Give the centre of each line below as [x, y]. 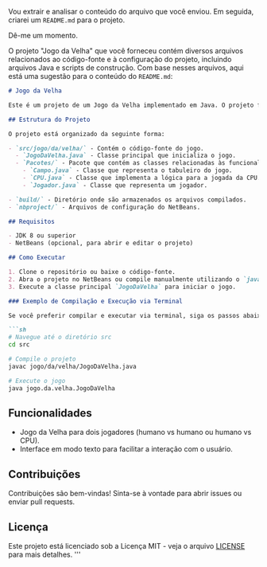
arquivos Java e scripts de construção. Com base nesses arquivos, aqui [126, 68]
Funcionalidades [50, 413]
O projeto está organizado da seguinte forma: [87, 134]
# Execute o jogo [37, 381]
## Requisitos [32, 221]
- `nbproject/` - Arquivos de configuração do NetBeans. [104, 207]
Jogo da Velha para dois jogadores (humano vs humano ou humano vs [135, 432]
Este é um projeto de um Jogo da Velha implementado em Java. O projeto [131, 105]
